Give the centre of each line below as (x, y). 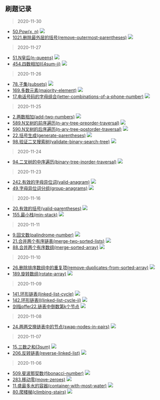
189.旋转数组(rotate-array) (39, 274)
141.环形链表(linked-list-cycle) (43, 294)
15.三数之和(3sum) (31, 347)
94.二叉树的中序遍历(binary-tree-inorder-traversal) (65, 162)
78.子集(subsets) (30, 84)
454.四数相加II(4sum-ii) (36, 64)
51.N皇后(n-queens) (33, 57)
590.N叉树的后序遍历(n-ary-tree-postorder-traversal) (67, 129)
